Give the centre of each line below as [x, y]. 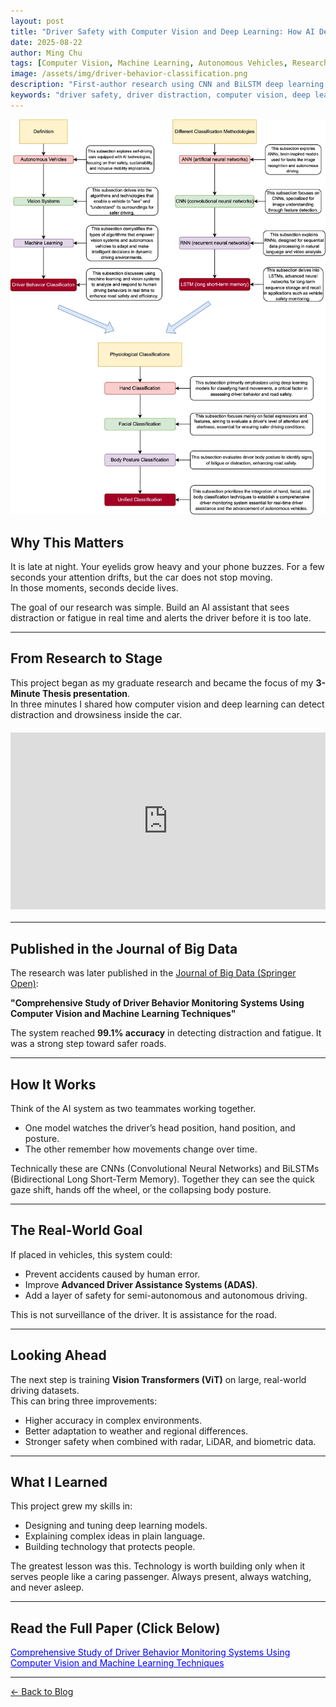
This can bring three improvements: [84, 1401]
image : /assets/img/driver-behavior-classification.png [129, 74]
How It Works [53, 1084]
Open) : [24, 984]
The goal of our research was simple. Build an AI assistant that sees [150, 607]
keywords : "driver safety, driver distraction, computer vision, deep [160, 95]
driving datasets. [45, 1390]
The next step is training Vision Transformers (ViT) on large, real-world [158, 1379]
